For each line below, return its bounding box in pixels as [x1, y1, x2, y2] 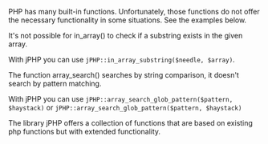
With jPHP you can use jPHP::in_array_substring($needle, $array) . [8, 55, 235, 64]
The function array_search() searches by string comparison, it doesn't [8, 70, 239, 79]
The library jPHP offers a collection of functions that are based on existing [8, 118, 253, 127]
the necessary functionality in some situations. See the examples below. [8, 15, 247, 25]
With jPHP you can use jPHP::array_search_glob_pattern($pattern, [8, 94, 233, 103]
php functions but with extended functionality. [8, 127, 161, 136]
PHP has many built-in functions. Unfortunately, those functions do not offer [8, 7, 260, 16]
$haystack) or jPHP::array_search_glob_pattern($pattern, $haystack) [8, 103, 242, 112]
